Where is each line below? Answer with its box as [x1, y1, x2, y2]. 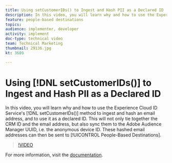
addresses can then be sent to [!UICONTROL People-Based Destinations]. [5, 132, 162, 138]
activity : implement [5, 31, 50, 36]
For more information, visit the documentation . [5, 152, 103, 158]
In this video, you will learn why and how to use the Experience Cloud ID [5, 105, 158, 111]
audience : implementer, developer [5, 27, 79, 32]
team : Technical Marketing [5, 41, 63, 46]
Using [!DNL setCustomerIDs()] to [5, 77, 152, 89]
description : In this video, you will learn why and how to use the [5, 12, 155, 17]
